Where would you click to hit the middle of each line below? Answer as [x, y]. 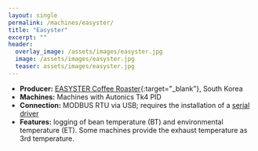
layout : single [33, 15]
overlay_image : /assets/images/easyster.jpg [89, 52]
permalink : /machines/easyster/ [61, 23]
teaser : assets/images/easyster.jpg [75, 67]
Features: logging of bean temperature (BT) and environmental [121, 121]
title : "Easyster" [38, 30]
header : [21, 45]
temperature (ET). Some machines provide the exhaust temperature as [133, 130]
